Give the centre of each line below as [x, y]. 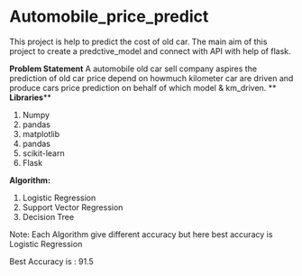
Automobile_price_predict [109, 17]
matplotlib [41, 133]
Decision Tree [48, 216]
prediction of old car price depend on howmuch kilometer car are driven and [151, 78]
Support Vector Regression [73, 207]
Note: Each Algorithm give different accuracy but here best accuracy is [141, 234]
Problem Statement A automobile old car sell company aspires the [133, 69]
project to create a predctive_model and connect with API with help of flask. [150, 51]
